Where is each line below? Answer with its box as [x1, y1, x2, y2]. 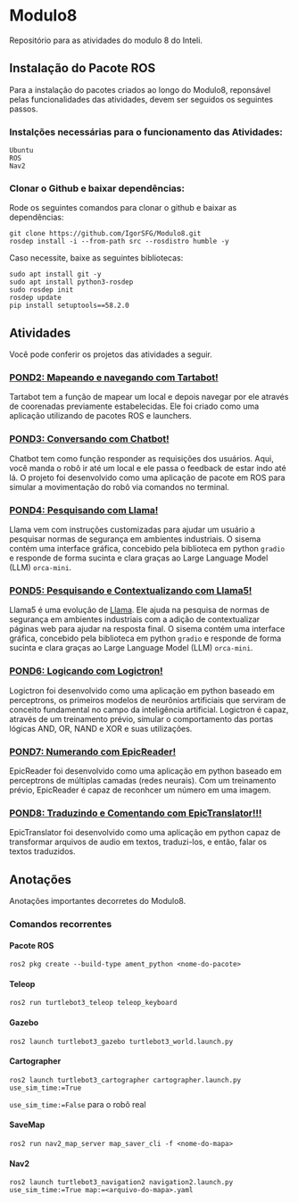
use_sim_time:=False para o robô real [9, 1099, 146, 1109]
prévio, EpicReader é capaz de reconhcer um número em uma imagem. [9, 784, 272, 795]
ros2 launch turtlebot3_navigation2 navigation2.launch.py [9, 1178, 234, 1187]
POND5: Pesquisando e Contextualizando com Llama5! [9, 584, 252, 596]
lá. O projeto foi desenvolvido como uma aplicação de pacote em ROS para [9, 472, 286, 483]
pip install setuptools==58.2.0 [9, 301, 129, 311]
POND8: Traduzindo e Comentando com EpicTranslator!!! [9, 807, 262, 819]
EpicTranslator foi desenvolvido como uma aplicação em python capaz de [9, 827, 281, 838]
